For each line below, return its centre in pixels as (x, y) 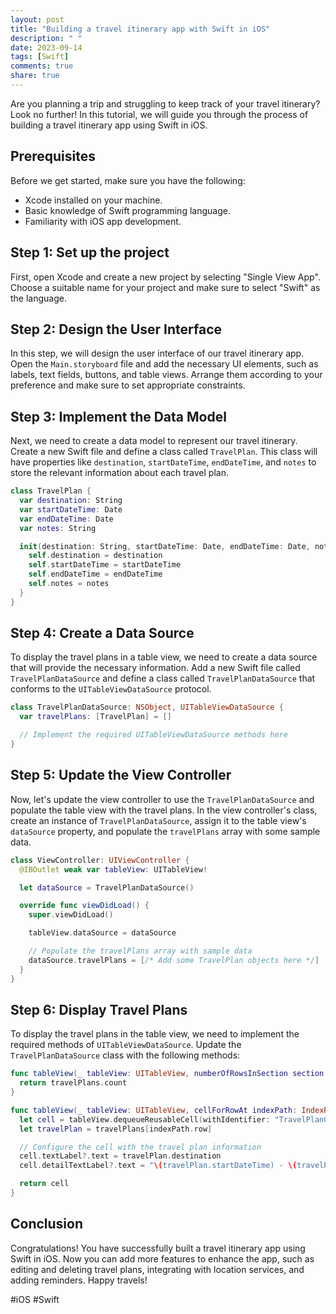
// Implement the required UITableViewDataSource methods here (153, 735)
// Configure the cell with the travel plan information (140, 1147)
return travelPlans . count (73, 1083)
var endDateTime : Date (66, 519)
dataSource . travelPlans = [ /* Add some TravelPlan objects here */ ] (174, 960)
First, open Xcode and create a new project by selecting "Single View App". (165, 277)
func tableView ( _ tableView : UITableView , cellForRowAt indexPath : (154, 1110)
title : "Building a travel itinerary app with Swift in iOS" (140, 29)
